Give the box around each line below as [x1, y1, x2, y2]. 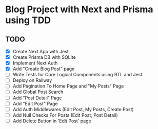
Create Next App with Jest [12, 49, 69, 54]
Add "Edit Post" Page [12, 100, 58, 106]
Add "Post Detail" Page [12, 95, 62, 101]
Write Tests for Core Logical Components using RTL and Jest [12, 72, 143, 78]
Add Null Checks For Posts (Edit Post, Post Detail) [12, 112, 118, 118]
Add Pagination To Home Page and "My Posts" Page [12, 83, 124, 89]
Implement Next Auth [12, 60, 58, 66]
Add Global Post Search [12, 89, 64, 95]
